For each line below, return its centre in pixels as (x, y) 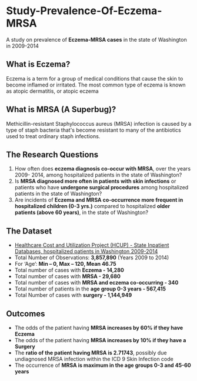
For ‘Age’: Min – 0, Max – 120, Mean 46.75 (65, 264)
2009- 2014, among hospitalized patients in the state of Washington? (98, 175)
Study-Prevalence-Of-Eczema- (84, 11)
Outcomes (26, 314)
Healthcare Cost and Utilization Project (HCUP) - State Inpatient (92, 245)
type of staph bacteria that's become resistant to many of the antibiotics (94, 130)
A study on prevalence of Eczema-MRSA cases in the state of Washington (96, 39)
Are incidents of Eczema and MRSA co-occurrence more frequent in (99, 200)
